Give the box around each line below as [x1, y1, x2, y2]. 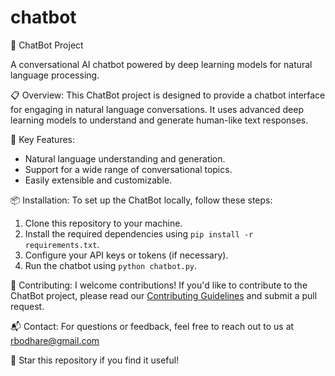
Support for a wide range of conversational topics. [24, 163, 233, 175]
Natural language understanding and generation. [24, 152, 226, 165]
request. [10, 300, 45, 312]
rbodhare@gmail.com [10, 334, 100, 346]
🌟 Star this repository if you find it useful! [10, 354, 180, 366]
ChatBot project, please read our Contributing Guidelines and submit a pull [10, 289, 318, 301]
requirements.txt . [24, 238, 100, 250]
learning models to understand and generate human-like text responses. [10, 114, 309, 126]
